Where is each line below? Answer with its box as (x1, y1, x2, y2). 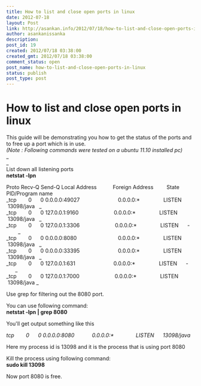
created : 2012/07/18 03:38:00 (6, 48, 82, 54)
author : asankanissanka (6, 31, 66, 37)
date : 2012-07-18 (6, 14, 50, 20)
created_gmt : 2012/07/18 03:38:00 (6, 53, 93, 59)
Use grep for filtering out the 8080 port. (6, 291, 105, 298)
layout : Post (6, 20, 39, 26)
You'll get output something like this (6, 320, 95, 327)
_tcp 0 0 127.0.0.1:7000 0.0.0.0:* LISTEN (6, 273, 179, 280)
